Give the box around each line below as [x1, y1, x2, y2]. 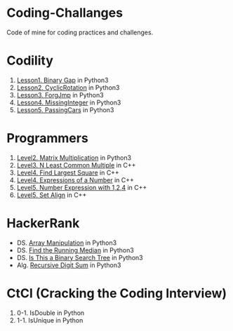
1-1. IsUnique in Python [16, 316, 84, 324]
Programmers [6, 130, 88, 147]
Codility [6, 53, 54, 69]
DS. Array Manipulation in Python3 [16, 238, 117, 247]
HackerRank [6, 215, 80, 231]
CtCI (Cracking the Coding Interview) [6, 285, 227, 301]
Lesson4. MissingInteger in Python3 [16, 98, 121, 107]
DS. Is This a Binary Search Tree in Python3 [16, 253, 143, 262]
